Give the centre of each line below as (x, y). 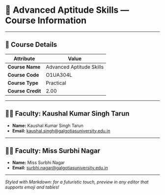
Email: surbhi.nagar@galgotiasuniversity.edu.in (60, 168)
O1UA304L (59, 75)
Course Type (23, 83)
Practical (56, 83)
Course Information (46, 20)
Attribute (24, 59)
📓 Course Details (31, 45)
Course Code (23, 75)
